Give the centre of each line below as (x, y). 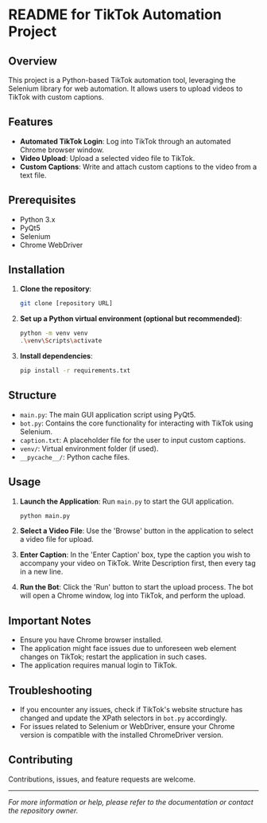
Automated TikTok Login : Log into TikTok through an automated (125, 141)
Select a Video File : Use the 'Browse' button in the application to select (137, 531)
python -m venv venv (54, 333)
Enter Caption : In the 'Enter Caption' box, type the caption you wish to (135, 555)
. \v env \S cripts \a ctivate (61, 341)
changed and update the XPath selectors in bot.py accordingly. (123, 718)
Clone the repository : (56, 289)
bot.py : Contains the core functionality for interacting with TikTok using (136, 423)
